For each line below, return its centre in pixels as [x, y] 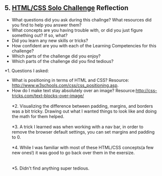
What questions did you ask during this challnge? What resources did [81, 20]
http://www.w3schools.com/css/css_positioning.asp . [65, 85]
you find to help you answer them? [46, 25]
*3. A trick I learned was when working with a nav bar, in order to [78, 127]
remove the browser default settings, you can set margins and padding [83, 132]
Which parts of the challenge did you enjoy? [56, 56]
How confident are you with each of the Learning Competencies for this [84, 45]
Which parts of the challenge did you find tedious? [62, 61]
